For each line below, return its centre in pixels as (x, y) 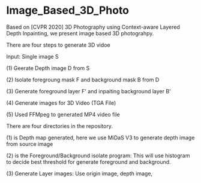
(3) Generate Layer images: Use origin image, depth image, (79, 173)
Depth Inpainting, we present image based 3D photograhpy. (80, 33)
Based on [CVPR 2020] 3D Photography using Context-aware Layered (93, 27)
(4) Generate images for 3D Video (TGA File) (61, 103)
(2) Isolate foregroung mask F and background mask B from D (83, 80)
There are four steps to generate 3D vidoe (58, 45)
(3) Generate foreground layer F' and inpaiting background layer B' (88, 91)
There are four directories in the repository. (59, 126)
